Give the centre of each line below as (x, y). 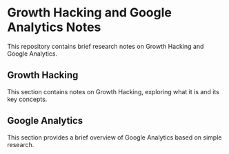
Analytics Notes (54, 27)
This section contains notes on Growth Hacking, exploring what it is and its (113, 91)
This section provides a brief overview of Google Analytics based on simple (114, 137)
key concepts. (27, 99)
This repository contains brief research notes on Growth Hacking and (106, 46)
